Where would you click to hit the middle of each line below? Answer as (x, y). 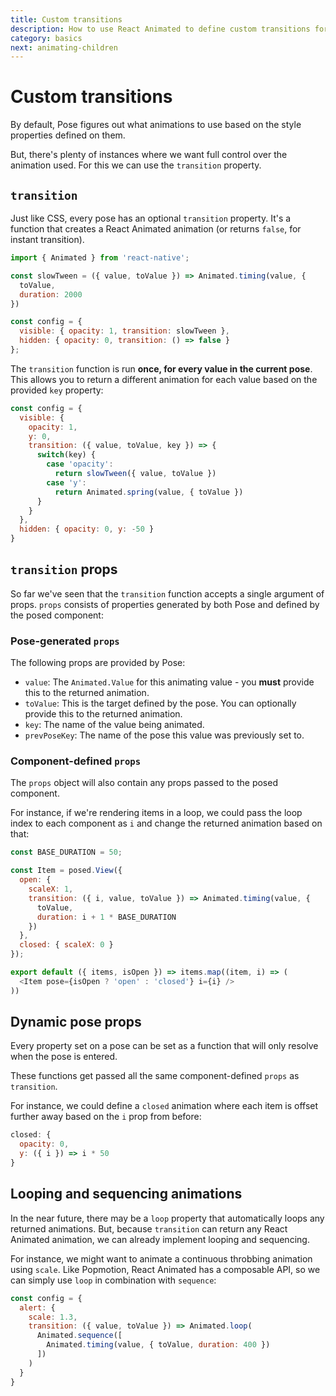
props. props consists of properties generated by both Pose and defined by (165, 604)
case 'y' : (66, 482)
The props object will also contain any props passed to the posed (144, 783)
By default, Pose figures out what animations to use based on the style (156, 125)
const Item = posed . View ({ (66, 871)
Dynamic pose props (76, 1022)
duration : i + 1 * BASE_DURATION (106, 917)
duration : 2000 (51, 294)
